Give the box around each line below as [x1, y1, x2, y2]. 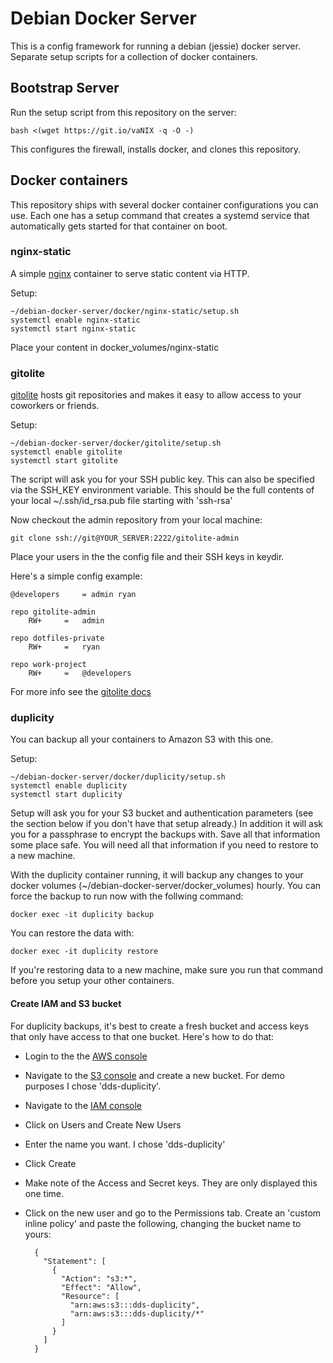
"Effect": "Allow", [61, 1282, 142, 1292]
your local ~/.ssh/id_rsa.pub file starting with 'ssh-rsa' [10, 495, 233, 507]
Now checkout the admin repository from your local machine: [10, 514, 263, 526]
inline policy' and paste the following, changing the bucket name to [24, 1217, 302, 1229]
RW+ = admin [28, 616, 105, 626]
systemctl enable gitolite [10, 447, 123, 457]
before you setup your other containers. [10, 975, 175, 987]
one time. [24, 1187, 64, 1199]
